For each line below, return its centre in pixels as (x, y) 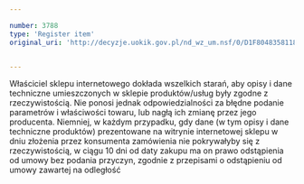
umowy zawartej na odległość (65, 170)
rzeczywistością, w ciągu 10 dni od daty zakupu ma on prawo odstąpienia (147, 151)
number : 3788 (34, 25)
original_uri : (36, 42)
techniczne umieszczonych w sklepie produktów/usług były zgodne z (139, 93)
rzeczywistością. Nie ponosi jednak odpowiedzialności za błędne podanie (147, 103)
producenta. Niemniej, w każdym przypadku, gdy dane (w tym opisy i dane (149, 122)
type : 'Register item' (52, 34)
